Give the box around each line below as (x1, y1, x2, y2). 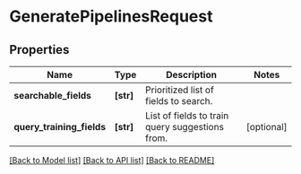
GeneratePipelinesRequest (9, 6, 213, 27)
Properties (9, 42, 70, 57)
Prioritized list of (144, 83, 215, 96)
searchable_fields (13, 90, 92, 101)
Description (165, 69, 218, 81)
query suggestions (144, 121, 224, 133)
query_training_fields (13, 121, 106, 133)
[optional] (245, 121, 288, 133)
